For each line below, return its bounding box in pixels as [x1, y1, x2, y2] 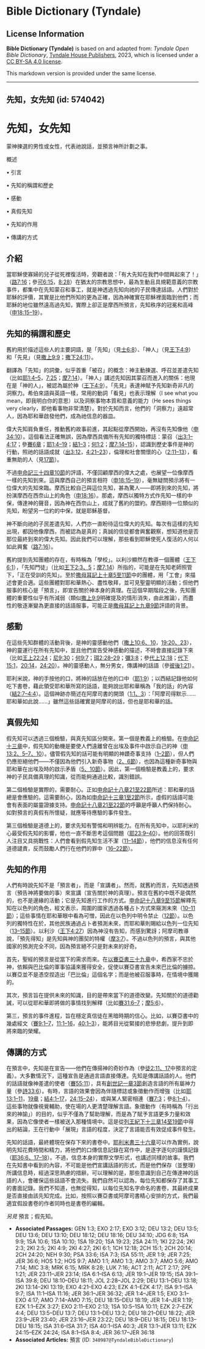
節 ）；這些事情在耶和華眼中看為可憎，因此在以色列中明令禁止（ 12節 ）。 [6, 912, 183, 919]
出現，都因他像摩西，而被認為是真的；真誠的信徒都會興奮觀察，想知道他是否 [6, 527, 199, 535]
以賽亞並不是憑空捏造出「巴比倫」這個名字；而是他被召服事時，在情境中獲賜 [6, 971, 199, 979]
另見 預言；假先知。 [6, 1213, 56, 1220]
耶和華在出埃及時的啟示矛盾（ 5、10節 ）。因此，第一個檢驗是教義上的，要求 [6, 765, 194, 773]
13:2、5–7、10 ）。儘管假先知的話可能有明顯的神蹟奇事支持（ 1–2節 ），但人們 [6, 750, 194, 757]
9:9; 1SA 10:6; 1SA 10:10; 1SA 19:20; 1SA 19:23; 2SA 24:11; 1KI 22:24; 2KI [15, 1238, 195, 1245]
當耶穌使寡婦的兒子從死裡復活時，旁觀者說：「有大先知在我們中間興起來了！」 [6, 271, 199, 278]
